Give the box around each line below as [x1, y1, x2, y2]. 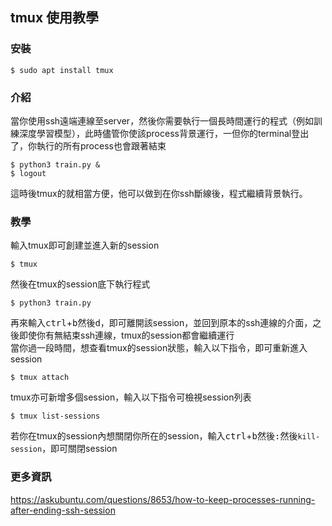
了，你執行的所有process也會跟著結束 [10, 139, 167, 152]
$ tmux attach [10, 373, 70, 383]
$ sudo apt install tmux [10, 65, 114, 75]
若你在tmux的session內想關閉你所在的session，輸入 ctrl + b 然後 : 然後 [10, 430, 298, 442]
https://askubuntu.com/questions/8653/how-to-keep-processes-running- [10, 493, 316, 505]
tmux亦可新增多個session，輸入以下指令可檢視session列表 [10, 391, 252, 403]
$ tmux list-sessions [10, 411, 101, 422]
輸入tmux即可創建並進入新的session [10, 239, 160, 252]
